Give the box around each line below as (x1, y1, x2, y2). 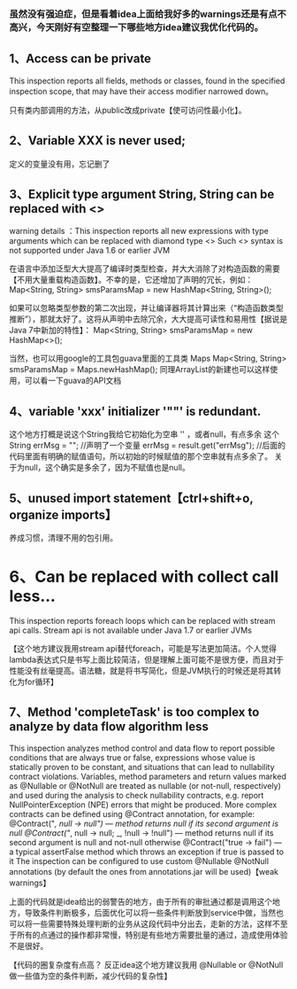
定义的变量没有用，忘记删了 (9, 158, 110, 169)
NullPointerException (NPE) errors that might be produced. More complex (9, 799, 278, 810)
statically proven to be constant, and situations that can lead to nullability (9, 761, 276, 772)
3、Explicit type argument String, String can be (9, 186, 275, 201)
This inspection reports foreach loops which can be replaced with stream (9, 615, 276, 626)
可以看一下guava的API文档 (24, 375, 122, 386)
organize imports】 (9, 507, 118, 522)
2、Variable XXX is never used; (9, 133, 186, 148)
